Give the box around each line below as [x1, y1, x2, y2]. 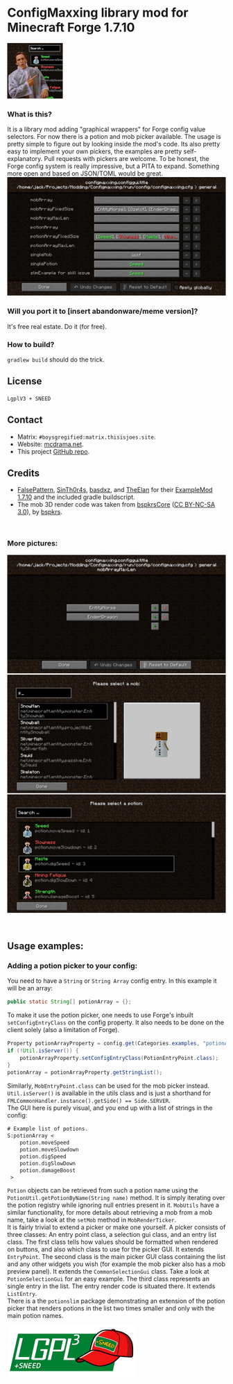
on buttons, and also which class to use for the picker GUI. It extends [7, 1245, 205, 1254]
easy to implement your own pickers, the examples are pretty [7, 147, 182, 155]
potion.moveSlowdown [19, 1147, 79, 1154]
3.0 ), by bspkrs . [17, 508, 62, 516]
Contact [7, 414, 43, 426]
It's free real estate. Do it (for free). [7, 322, 107, 330]
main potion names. [7, 1312, 64, 1320]
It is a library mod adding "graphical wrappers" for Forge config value [7, 125, 206, 133]
